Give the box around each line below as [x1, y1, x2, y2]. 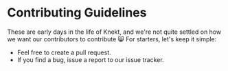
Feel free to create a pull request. [16, 48, 111, 57]
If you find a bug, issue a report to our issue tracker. [16, 55, 164, 63]
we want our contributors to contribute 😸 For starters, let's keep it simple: [7, 34, 217, 43]
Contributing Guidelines [7, 5, 147, 21]
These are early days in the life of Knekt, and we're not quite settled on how [7, 28, 222, 36]
